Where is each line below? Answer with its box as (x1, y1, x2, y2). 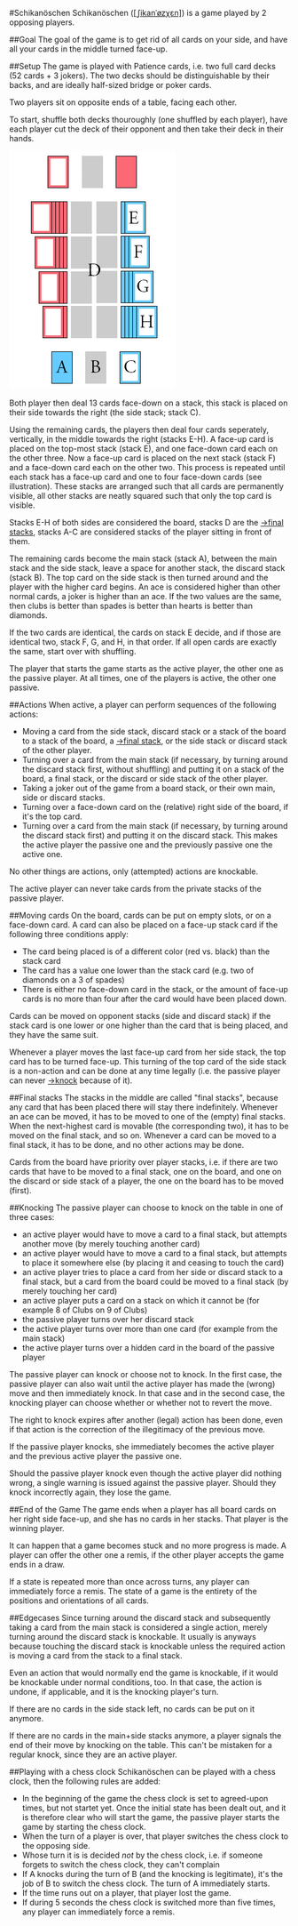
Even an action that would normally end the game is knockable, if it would (9, 1667, 278, 1678)
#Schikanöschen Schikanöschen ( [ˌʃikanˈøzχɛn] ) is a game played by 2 (9, 8, 267, 18)
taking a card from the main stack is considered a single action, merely (9, 1622, 268, 1633)
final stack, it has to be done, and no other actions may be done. (9, 1140, 245, 1150)
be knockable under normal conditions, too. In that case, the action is (9, 1677, 263, 1688)
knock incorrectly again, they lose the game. (9, 1487, 172, 1497)
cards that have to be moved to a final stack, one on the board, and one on (9, 1167, 282, 1176)
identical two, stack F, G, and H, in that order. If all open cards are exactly (9, 637, 278, 647)
